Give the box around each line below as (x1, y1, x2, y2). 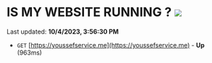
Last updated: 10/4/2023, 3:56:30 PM (6, 27, 119, 36)
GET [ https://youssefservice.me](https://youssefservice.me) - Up (16, 41, 205, 49)
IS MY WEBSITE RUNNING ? (6, 4, 172, 20)
